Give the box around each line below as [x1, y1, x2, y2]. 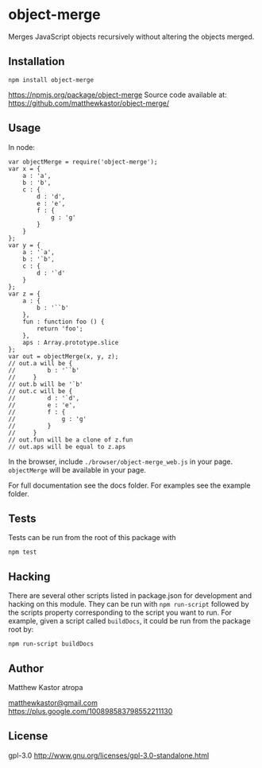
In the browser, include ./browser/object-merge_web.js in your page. [8, 457, 233, 466]
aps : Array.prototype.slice [22, 338, 119, 346]
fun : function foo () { [22, 318, 105, 326]
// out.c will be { [8, 387, 73, 395]
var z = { [8, 290, 41, 298]
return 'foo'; [37, 324, 83, 333]
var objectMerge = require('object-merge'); [8, 157, 158, 166]
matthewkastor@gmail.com [8, 698, 98, 708]
